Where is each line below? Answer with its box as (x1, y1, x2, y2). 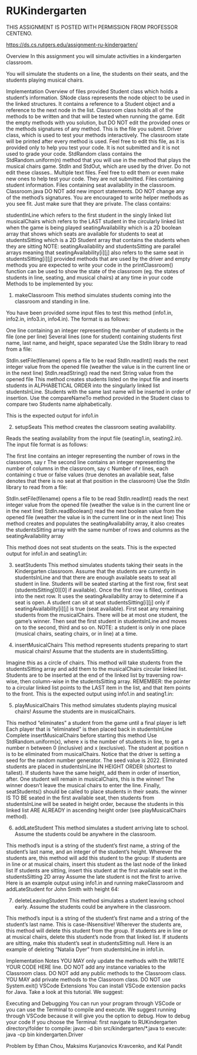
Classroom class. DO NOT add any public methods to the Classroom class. (6, 969, 186, 976)
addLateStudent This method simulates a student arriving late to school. (14, 824, 189, 831)
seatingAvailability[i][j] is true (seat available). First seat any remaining (14, 605, 185, 612)
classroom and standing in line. (14, 298, 90, 305)
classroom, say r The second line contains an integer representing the (6, 458, 175, 465)
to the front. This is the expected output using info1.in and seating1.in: (6, 690, 174, 697)
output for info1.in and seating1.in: (6, 550, 88, 557)
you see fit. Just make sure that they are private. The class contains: (6, 200, 171, 207)
